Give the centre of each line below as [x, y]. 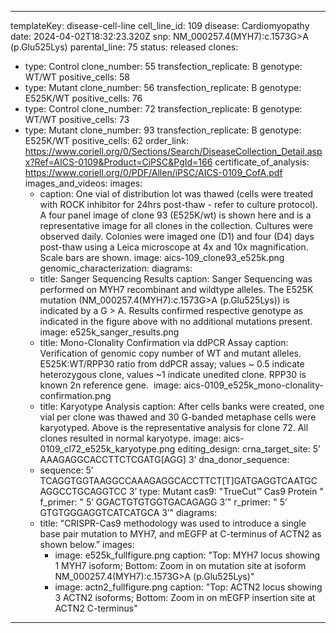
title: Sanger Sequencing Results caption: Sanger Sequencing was [176, 279]
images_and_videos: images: [83, 183]
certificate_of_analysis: [262, 162]
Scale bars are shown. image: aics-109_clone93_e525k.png [162, 257]
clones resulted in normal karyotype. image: [130, 438]
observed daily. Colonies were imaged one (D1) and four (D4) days [177, 236]
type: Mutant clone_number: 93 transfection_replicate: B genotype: [163, 130]
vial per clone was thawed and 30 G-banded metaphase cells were [178, 417]
